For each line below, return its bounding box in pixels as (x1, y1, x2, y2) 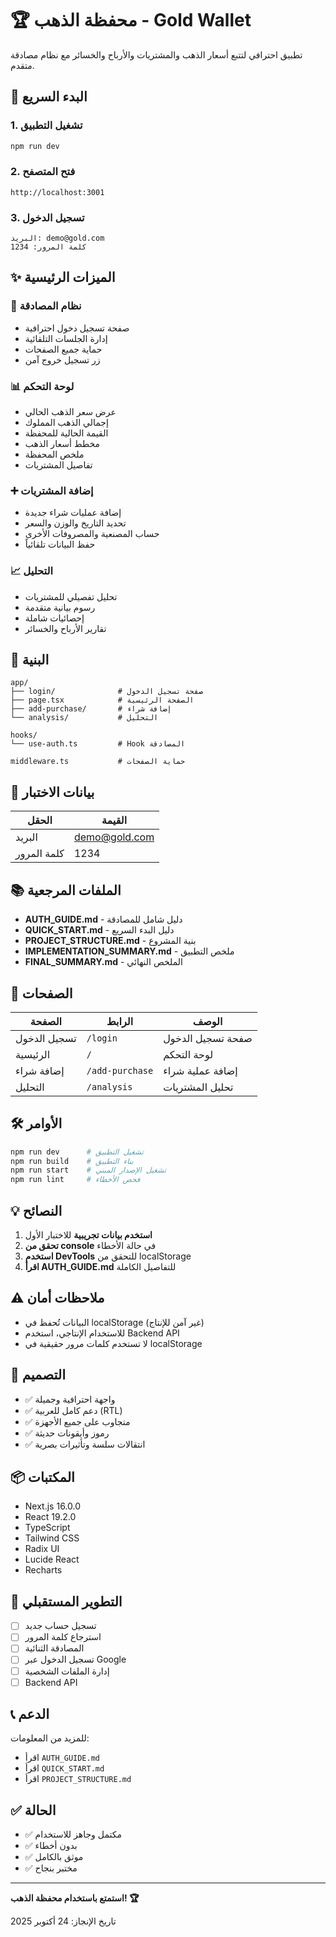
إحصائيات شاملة (24, 612, 85, 624)
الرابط (106, 1014, 134, 1028)
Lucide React (24, 1553, 80, 1566)
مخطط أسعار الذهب (24, 438, 101, 450)
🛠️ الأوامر (10, 1115, 63, 1132)
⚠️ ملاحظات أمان (10, 1290, 105, 1307)
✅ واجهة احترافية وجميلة (24, 1393, 116, 1405)
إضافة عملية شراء (163, 1063, 238, 1077)
